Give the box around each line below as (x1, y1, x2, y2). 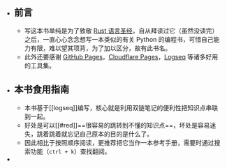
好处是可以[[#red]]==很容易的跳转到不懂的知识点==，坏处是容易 (24, 121, 210, 129)
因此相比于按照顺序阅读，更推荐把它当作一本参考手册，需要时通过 (24, 138, 214, 146)
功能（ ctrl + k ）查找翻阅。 (30, 147, 111, 155)
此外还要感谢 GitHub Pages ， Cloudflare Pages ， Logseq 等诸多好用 (24, 52, 219, 61)
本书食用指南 (13, 84, 70, 96)
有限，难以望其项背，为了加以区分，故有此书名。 (30, 44, 172, 52)
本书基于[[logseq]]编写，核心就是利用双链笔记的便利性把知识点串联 (24, 103, 219, 112)
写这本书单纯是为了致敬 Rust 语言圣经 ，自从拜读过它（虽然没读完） (24, 26, 219, 35)
